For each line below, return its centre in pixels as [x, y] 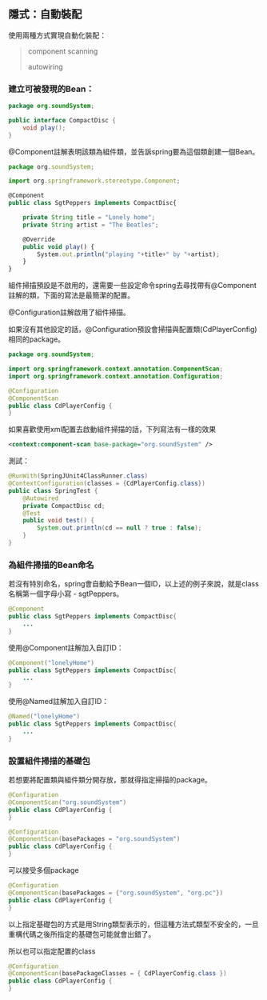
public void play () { [58, 246]
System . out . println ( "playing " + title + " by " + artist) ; [128, 254]
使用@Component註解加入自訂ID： [66, 647]
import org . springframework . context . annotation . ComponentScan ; [116, 369]
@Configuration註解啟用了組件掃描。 [69, 312]
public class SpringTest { [53, 490]
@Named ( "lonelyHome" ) [44, 717]
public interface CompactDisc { [62, 120]
